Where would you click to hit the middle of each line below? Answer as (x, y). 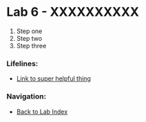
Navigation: (26, 96)
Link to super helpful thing (53, 79)
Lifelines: (22, 63)
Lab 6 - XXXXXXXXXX (73, 12)
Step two (29, 38)
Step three (31, 45)
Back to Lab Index (42, 112)
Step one (29, 31)
